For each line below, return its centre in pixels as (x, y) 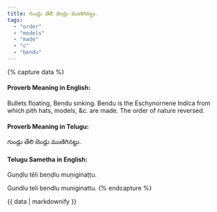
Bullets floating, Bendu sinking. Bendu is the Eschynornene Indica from (109, 103)
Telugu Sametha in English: (48, 159)
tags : (15, 20)
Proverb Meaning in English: (49, 88)
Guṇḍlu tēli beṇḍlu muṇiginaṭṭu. (52, 175)
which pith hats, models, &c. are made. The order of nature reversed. (106, 111)
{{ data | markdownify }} (42, 202)
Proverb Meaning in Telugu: (48, 126)
